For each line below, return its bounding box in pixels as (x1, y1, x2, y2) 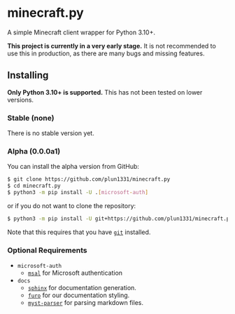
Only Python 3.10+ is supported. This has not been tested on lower (7, 88, 203, 96)
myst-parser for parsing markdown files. (27, 299, 143, 307)
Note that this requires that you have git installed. (7, 228, 151, 236)
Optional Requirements (7, 245, 87, 255)
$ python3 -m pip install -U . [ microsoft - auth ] (7, 189, 149, 196)
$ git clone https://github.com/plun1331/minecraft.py (7, 176, 171, 183)
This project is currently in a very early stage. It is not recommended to (7, 41, 217, 50)
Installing (7, 69, 49, 81)
